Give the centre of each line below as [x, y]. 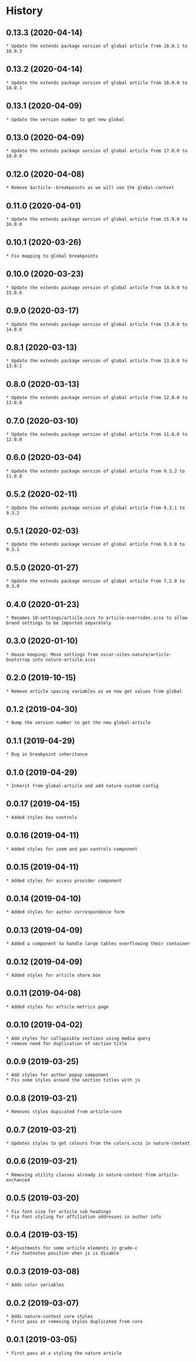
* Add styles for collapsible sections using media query [78, 1038]
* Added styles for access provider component [64, 881]
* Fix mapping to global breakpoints [52, 256]
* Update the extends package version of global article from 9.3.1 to [95, 508]
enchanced [18, 1180]
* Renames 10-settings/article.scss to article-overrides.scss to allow [97, 618]
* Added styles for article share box [53, 975]
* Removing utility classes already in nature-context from [81, 1175]
